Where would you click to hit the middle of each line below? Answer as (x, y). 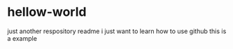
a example (22, 38)
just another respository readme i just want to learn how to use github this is (117, 31)
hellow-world (47, 12)
